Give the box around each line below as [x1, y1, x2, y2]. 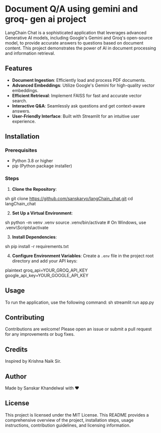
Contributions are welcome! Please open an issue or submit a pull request [5, 326, 152, 332]
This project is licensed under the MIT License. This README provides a [5, 412, 149, 418]
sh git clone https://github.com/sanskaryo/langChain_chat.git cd [5, 195, 133, 201]
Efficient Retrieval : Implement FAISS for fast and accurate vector [12, 93, 142, 98]
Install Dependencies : [12, 234, 57, 240]
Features [5, 64, 32, 73]
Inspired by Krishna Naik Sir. [5, 358, 61, 364]
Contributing [5, 313, 44, 322]
